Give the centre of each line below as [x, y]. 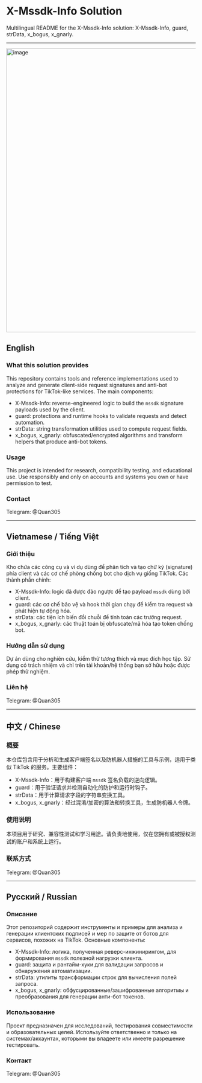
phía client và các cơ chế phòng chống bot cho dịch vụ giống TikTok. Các [97, 573]
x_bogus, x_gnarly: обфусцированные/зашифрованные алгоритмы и [102, 990]
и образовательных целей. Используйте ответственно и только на [92, 1032]
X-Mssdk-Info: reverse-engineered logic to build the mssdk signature [99, 403]
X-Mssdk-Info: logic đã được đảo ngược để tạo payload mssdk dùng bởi [103, 591]
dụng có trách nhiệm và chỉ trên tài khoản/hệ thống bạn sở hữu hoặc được [98, 665]
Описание [22, 914]
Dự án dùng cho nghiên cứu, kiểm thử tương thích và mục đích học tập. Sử [99, 659]
